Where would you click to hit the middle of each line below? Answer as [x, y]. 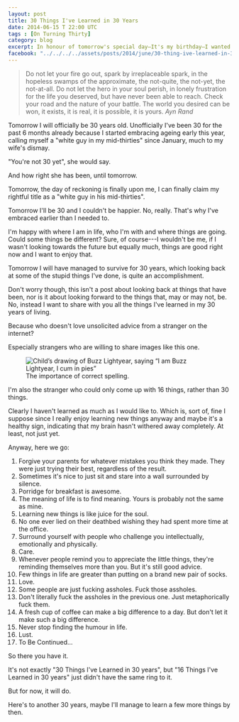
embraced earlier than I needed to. [59, 218]
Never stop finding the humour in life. [73, 627]
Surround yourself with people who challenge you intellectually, [111, 536]
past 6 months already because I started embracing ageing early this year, [117, 133]
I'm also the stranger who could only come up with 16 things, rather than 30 [118, 389]
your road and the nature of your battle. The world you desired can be [127, 104]
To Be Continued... [45, 642]
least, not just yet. [34, 433]
